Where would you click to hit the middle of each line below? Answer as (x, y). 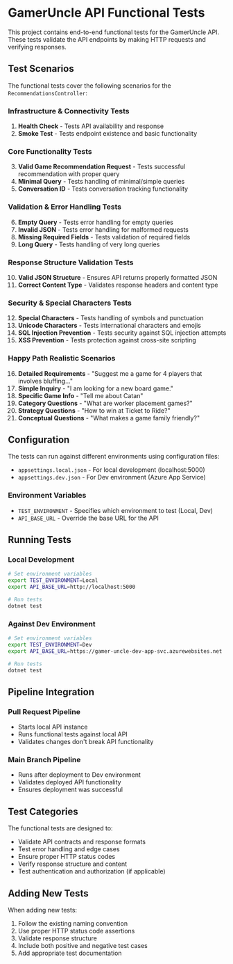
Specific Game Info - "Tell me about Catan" (80, 395)
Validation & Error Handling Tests (65, 207)
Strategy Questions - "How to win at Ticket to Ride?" (94, 410)
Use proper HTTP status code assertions (76, 931)
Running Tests (40, 540)
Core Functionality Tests (50, 151)
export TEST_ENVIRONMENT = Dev (50, 645)
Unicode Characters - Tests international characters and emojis (110, 326)
